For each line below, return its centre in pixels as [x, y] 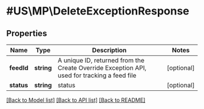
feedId [19, 68]
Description [109, 50]
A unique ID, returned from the [101, 60]
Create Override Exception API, [102, 68]
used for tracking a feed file [97, 75]
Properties [27, 33]
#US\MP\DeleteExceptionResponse [98, 11]
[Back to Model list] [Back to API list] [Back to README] [76, 100]
